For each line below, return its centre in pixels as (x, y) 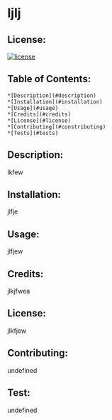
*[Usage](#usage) (33, 108)
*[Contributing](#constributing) (57, 126)
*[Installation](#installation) (55, 101)
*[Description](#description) (52, 95)
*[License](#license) (39, 120)
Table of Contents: (49, 79)
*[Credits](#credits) (39, 114)
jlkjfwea (19, 291)
